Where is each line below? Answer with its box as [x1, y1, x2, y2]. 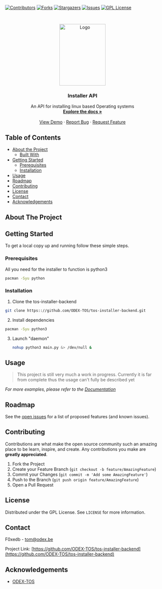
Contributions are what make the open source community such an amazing [5, 441, 157, 447]
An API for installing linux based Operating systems [30, 103, 135, 109]
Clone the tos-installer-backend [12, 298, 77, 305]
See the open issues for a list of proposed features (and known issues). [5, 414, 150, 420]
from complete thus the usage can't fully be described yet [17, 377, 135, 383]
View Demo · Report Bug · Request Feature [39, 119, 126, 125]
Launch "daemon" [12, 335, 49, 341]
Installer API [67, 92, 98, 99]
